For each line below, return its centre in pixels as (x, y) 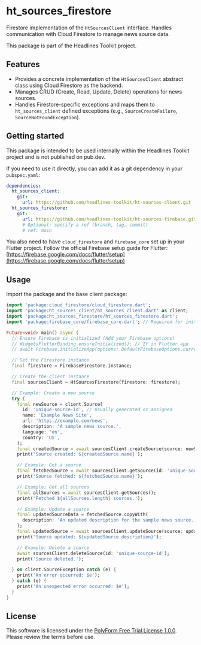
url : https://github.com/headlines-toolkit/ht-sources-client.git (106, 203)
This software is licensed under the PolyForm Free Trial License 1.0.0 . (92, 631)
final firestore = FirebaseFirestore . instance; (72, 366)
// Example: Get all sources (53, 487)
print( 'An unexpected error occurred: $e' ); (73, 586)
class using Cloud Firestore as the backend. (69, 85)
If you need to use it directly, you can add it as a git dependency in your (95, 168)
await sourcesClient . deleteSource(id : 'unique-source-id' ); (93, 553)
